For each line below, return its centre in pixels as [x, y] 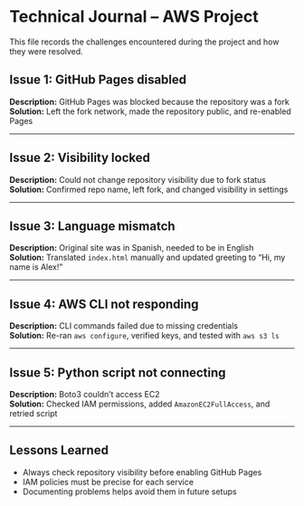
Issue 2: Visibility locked [80, 158]
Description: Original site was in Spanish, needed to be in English [132, 248]
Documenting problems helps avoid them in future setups [129, 492]
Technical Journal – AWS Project [134, 17]
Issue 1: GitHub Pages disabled [98, 80]
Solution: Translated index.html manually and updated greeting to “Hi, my [147, 258]
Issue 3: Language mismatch [92, 226]
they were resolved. [46, 51]
